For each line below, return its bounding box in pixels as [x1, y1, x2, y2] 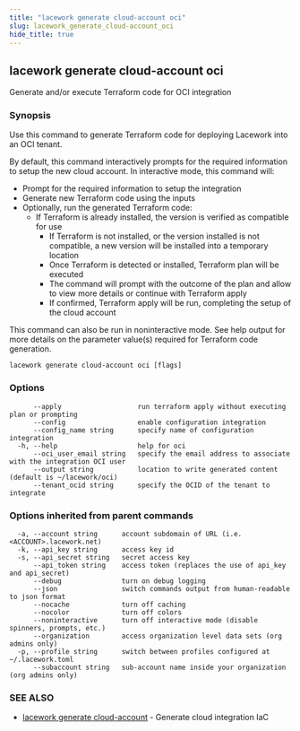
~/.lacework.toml [9, 656, 74, 665]
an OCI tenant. [9, 139, 63, 150]
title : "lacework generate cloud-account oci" [9, 13, 186, 22]
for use [35, 222, 63, 232]
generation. [9, 344, 52, 354]
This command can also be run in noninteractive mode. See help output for [9, 325, 286, 335]
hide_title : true [9, 30, 74, 39]
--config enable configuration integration [32, 418, 267, 427]
